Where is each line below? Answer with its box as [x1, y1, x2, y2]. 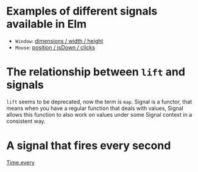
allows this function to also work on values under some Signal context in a [6, 111, 193, 118]
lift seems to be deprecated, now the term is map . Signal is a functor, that [6, 98, 193, 105]
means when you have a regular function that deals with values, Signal [6, 105, 184, 112]
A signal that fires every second [6, 139, 171, 153]
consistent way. [6, 117, 46, 125]
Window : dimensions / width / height [15, 37, 104, 44]
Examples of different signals [6, 4, 158, 18]
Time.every [6, 159, 35, 166]
